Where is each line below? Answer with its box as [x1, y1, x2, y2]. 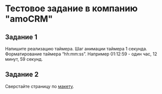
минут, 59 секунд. [5, 56, 43, 62]
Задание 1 [5, 33, 38, 41]
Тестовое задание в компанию [5, 3, 138, 14]
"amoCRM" [5, 13, 53, 24]
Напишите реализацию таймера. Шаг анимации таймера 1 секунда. [5, 46, 147, 51]
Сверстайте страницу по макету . [5, 83, 75, 89]
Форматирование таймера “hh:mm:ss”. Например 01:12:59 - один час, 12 [5, 51, 158, 57]
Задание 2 [5, 70, 39, 79]
